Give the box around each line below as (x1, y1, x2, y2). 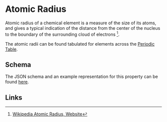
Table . (5, 46, 18, 52)
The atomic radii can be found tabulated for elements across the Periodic (5, 41, 155, 47)
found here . (5, 79, 29, 85)
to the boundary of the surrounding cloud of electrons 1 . (5, 30, 120, 37)
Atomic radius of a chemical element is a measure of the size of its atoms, (5, 20, 157, 26)
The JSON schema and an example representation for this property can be (5, 73, 158, 80)
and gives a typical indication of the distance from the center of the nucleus (5, 25, 161, 31)
